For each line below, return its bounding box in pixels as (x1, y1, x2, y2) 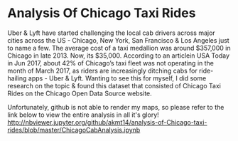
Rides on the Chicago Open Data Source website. (7, 89, 153, 98)
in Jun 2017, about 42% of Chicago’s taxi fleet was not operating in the (7, 58, 215, 67)
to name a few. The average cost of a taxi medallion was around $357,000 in (7, 43, 231, 52)
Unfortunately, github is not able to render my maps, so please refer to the (7, 103, 225, 111)
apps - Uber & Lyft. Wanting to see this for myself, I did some (28, 73, 207, 83)
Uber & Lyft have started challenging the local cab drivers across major (7, 28, 215, 37)
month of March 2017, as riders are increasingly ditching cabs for (7, 66, 198, 75)
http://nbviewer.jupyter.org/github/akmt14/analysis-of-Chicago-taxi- (7, 117, 207, 126)
